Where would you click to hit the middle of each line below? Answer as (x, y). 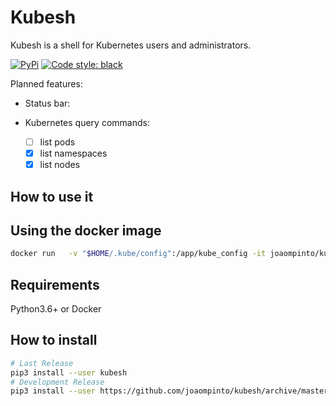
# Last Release (42, 363)
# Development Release (57, 382)
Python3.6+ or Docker (56, 309)
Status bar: (47, 103)
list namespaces (73, 153)
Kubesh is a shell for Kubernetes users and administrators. (131, 45)
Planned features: (46, 83)
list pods (57, 142)
